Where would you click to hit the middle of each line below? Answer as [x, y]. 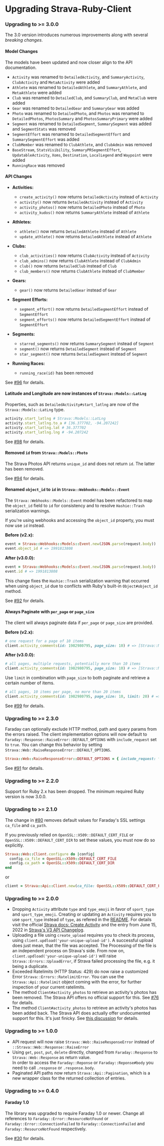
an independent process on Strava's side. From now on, [68, 951]
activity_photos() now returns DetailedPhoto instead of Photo [82, 207]
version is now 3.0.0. [26, 797]
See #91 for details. [24, 768]
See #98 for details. [25, 442]
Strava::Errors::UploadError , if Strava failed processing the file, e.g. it [83, 961]
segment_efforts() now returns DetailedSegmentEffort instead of [85, 319]
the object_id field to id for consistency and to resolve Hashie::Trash [75, 506]
